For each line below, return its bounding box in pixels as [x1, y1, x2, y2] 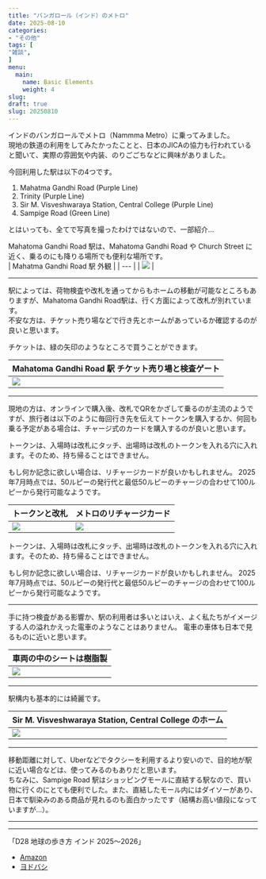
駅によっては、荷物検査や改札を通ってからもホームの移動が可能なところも [8, 286, 250, 295]
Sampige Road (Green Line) [19, 208, 111, 218]
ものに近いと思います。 [14, 632, 91, 642]
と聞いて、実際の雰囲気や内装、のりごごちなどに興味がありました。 [8, 150, 230, 160]
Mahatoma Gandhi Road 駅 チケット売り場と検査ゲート [12, 363, 220, 374]
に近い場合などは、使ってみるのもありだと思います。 [8, 765, 180, 774]
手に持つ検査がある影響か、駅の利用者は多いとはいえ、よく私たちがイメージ [8, 612, 258, 622]
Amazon [19, 853, 47, 862]
